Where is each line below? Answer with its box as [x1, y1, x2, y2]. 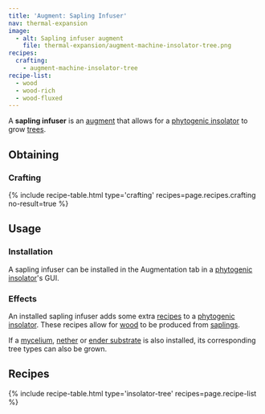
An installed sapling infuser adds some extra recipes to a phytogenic [8, 311, 235, 321]
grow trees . [8, 125, 47, 134]
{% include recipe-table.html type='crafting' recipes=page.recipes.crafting [8, 190, 256, 199]
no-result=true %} [8, 199, 69, 208]
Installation [8, 246, 54, 257]
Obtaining [8, 148, 59, 162]
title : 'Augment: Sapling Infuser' [8, 11, 128, 20]
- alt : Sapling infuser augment [15, 34, 124, 43]
